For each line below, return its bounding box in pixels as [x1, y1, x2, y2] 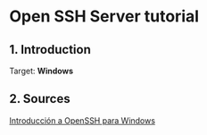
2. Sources [9, 91, 70, 106]
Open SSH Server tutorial [9, 6, 199, 27]
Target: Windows [9, 65, 74, 76]
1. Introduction [9, 42, 91, 57]
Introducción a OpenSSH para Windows [9, 114, 156, 126]
